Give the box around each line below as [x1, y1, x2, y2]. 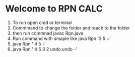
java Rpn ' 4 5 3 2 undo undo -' [12, 46, 78, 52]
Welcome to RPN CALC [5, 3, 103, 14]
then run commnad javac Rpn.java [12, 30, 84, 36]
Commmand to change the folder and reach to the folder [12, 24, 130, 30]
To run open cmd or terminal [12, 19, 72, 25]
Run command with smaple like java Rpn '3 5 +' [12, 35, 111, 41]
